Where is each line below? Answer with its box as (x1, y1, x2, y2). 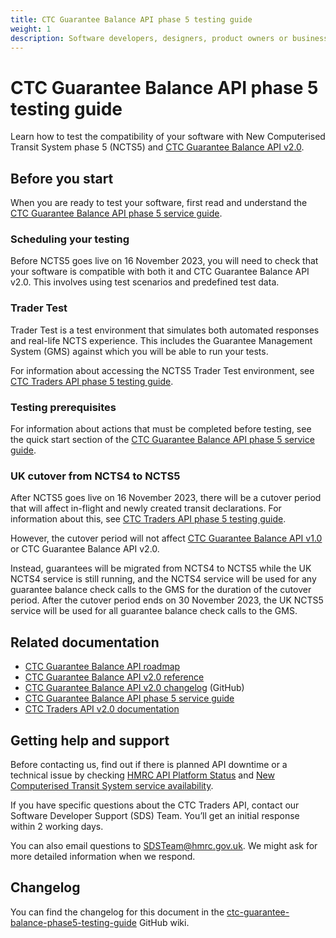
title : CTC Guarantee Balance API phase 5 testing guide (10, 14, 253, 25)
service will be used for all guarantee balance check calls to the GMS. (10, 605, 298, 617)
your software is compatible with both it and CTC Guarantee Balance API (10, 266, 310, 278)
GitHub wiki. (138, 916, 190, 928)
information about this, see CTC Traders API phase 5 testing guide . (10, 513, 287, 525)
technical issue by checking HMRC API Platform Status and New (10, 769, 275, 781)
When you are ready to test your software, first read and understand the (10, 197, 308, 209)
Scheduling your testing (10, 232, 130, 246)
